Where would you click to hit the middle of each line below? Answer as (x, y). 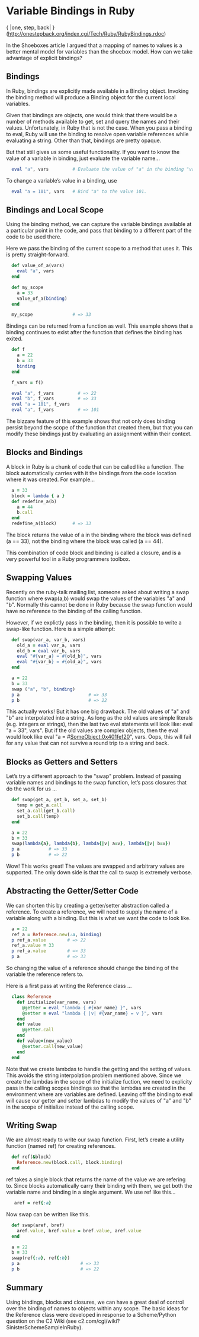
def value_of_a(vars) (38, 266)
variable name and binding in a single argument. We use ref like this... (91, 1192)
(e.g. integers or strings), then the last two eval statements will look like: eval (99, 724)
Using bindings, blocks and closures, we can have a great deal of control (95, 1302)
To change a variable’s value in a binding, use (62, 180)
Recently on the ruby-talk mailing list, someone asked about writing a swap (98, 592)
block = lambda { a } (38, 496)
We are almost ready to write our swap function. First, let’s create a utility (95, 1140)
